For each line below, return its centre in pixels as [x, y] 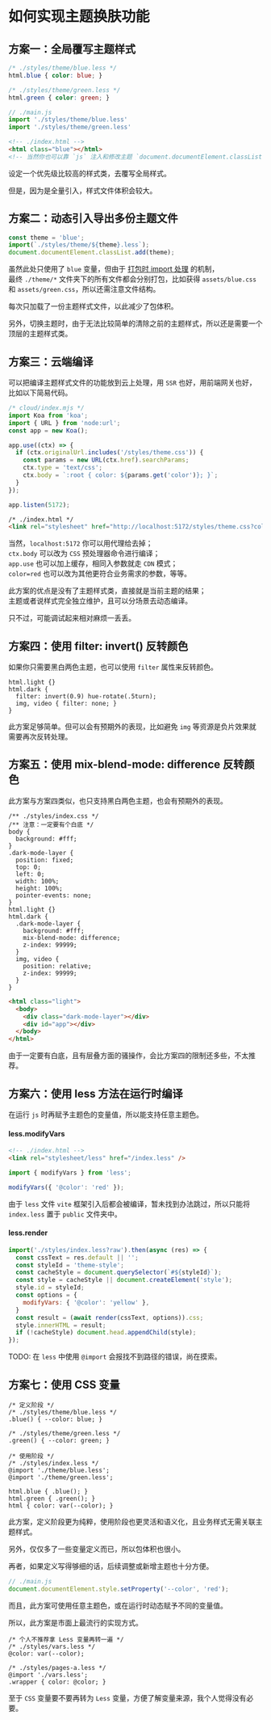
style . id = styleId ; [50, 1288]
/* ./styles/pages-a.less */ [57, 1667]
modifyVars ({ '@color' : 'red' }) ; [67, 1187]
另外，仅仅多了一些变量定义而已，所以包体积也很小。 [97, 1549]
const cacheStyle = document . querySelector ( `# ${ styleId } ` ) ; [119, 1273]
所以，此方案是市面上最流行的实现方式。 [75, 1622]
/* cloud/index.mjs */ [46, 408]
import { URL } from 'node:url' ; [65, 423]
